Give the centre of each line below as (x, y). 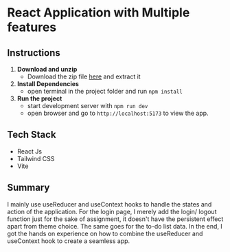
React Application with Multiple (99, 13)
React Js (30, 151)
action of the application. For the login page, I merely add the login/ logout (112, 211)
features (32, 27)
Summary (28, 188)
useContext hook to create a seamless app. (69, 241)
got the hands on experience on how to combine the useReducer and (105, 233)
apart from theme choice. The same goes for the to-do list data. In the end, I (115, 226)
